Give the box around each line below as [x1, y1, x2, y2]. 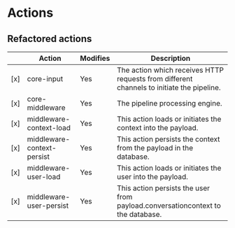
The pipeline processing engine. [116, 99, 222, 108]
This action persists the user [116, 183, 211, 193]
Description [150, 54, 191, 63]
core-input [27, 74, 64, 83]
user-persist [27, 201, 69, 211]
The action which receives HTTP [116, 65, 224, 75]
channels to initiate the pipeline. [116, 83, 222, 92]
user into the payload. [116, 172, 189, 181]
